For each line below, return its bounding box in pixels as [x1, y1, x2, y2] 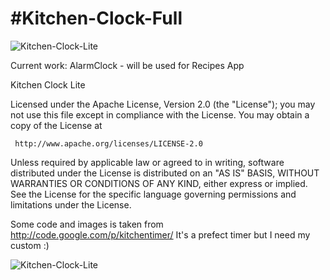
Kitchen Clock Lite [10, 78, 86, 91]
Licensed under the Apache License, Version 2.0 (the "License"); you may [10, 98, 316, 110]
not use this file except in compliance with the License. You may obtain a [10, 108, 310, 121]
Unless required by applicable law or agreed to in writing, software [10, 156, 285, 168]
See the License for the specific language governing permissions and [10, 188, 297, 200]
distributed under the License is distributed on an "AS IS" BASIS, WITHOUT [10, 167, 320, 179]
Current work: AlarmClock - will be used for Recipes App [10, 59, 245, 71]
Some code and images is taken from [10, 218, 164, 230]
